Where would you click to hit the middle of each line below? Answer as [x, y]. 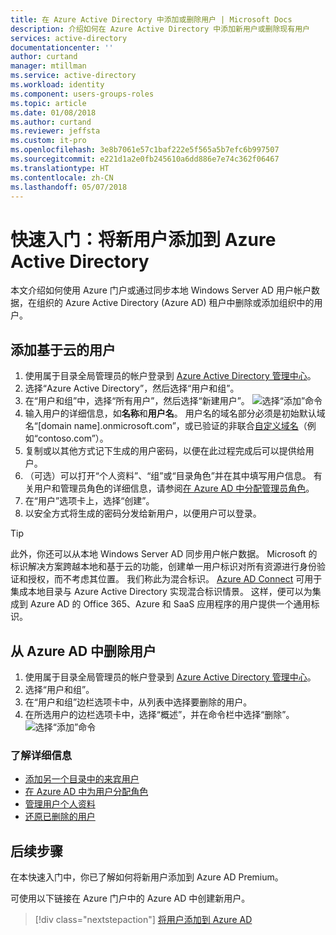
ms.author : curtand [51, 122]
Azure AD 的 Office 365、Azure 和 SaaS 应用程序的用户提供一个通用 [170, 604]
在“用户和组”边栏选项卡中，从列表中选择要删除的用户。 [138, 702]
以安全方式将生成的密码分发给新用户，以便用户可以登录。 [143, 513]
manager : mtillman [48, 66]
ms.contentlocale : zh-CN [62, 177]
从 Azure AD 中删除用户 [83, 651]
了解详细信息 [41, 755]
